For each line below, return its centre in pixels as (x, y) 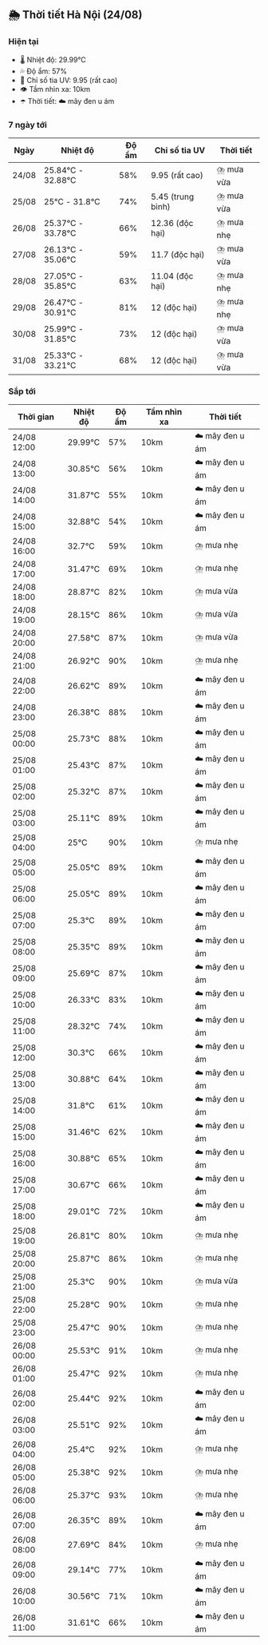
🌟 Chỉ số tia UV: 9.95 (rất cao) (69, 80)
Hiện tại (24, 42)
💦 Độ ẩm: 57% (43, 71)
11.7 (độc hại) (178, 255)
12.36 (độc (172, 224)
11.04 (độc (172, 276)
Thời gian (35, 417)
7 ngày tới (28, 125)
